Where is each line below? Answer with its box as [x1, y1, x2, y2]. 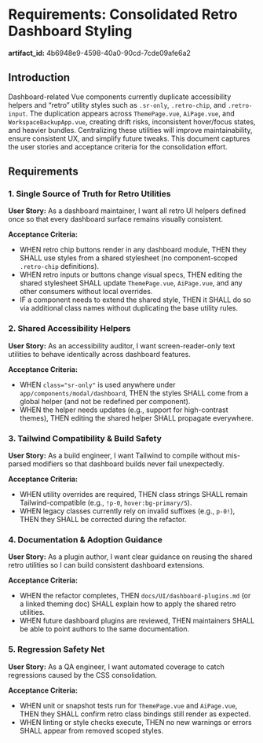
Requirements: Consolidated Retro [8, 6, 238, 24]
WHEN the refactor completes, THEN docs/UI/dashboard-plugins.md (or [19, 591, 251, 601]
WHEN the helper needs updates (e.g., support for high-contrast [19, 405, 228, 414]
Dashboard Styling [8, 22, 133, 40]
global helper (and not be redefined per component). [19, 396, 191, 406]
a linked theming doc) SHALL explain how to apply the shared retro [19, 599, 237, 609]
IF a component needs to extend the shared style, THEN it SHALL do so [19, 295, 251, 304]
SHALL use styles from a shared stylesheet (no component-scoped [19, 253, 238, 263]
